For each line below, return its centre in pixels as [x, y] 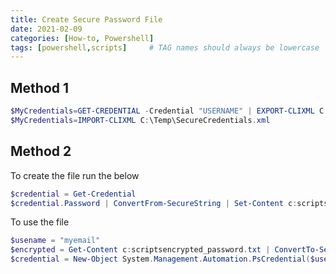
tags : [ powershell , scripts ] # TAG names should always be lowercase [165, 47]
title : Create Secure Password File [86, 19]
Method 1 [40, 87]
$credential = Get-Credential [73, 194]
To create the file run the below [75, 175]
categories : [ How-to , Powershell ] [82, 38]
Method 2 [41, 151]
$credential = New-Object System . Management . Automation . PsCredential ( [160, 259]
